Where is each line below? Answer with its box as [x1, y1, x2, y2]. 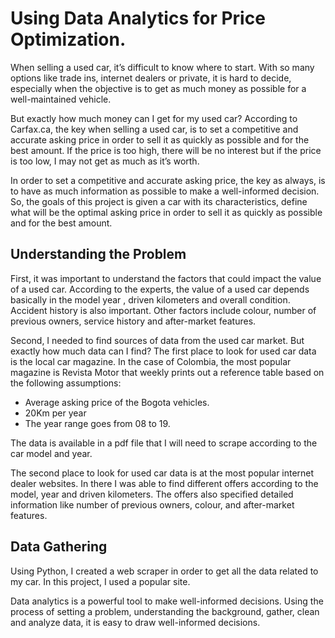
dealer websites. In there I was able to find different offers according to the [10, 477, 319, 489]
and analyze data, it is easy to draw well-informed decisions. [10, 616, 261, 628]
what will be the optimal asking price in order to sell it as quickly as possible [10, 206, 323, 218]
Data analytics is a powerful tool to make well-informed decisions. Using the [10, 595, 324, 607]
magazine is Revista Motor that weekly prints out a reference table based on [10, 366, 325, 378]
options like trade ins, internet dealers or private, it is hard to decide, [10, 72, 292, 84]
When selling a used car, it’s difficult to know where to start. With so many [10, 61, 315, 73]
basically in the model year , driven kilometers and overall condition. [10, 293, 291, 306]
